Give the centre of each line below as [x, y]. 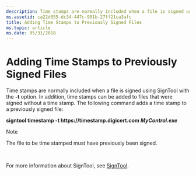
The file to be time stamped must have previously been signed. [82, 143]
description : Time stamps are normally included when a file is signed [95, 11]
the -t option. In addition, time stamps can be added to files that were [90, 97]
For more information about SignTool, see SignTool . [68, 166]
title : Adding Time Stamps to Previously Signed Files [74, 22]
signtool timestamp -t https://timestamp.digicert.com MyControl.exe [92, 121]
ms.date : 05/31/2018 [31, 33]
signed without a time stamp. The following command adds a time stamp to [96, 103]
